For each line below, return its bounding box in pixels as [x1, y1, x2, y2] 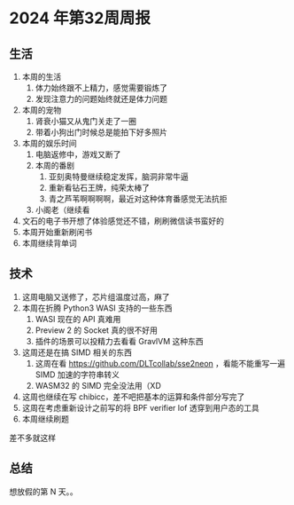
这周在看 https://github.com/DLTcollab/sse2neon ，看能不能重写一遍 [35, 358, 286, 368]
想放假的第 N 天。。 [9, 485, 78, 497]
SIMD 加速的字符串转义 [35, 369, 120, 380]
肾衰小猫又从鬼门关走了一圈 [35, 116, 137, 126]
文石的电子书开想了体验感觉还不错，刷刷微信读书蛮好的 [21, 216, 224, 226]
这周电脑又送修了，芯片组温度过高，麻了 [21, 291, 170, 302]
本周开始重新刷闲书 [21, 227, 93, 237]
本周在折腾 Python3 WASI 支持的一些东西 [21, 303, 173, 313]
